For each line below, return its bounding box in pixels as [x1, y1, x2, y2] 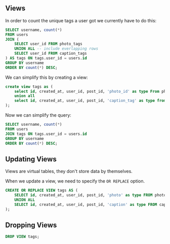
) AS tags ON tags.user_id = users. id [5, 56, 87, 61]
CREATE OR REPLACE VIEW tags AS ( [5, 188, 78, 193]
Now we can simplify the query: [5, 112, 72, 118]
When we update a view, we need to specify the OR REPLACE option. [5, 178, 145, 184]
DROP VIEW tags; [5, 234, 39, 239]
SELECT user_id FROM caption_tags [14, 51, 87, 56]
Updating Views [5, 155, 57, 163]
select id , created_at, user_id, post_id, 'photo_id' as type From [14, 89, 159, 94]
